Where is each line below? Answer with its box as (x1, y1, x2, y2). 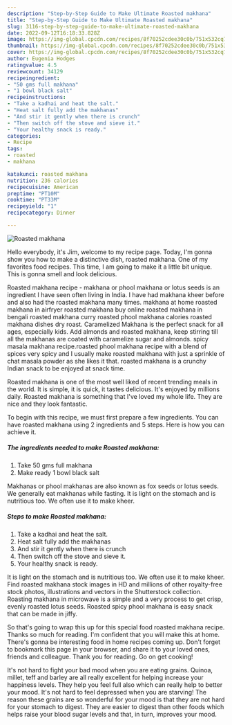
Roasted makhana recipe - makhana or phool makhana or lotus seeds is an (7, 283, 220, 292)
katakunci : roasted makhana (7, 170, 88, 177)
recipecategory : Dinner (7, 209, 76, 217)
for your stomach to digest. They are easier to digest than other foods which (7, 702, 224, 710)
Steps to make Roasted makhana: (7, 512, 107, 521)
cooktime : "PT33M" (7, 197, 60, 204)
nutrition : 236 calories (7, 177, 79, 184)
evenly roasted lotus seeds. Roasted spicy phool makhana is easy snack (7, 602, 213, 610)
